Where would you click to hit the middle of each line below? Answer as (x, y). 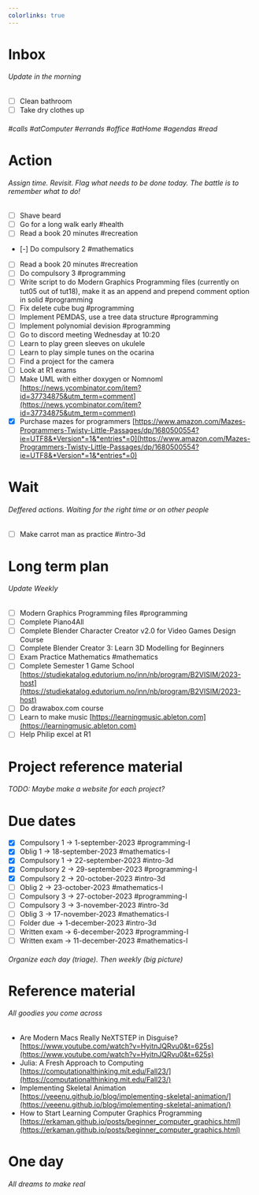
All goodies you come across (55, 1013)
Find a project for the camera (67, 361)
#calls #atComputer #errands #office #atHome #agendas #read (113, 128)
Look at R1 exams (48, 370)
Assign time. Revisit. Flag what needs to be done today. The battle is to (124, 183)
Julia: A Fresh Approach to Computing (81, 1063)
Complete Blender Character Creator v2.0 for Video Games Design (128, 631)
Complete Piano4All (52, 622)
